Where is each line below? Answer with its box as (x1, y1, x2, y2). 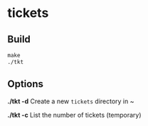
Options (7, 78, 44, 90)
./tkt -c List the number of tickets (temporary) (7, 110, 142, 119)
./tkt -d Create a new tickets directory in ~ (7, 97, 134, 105)
